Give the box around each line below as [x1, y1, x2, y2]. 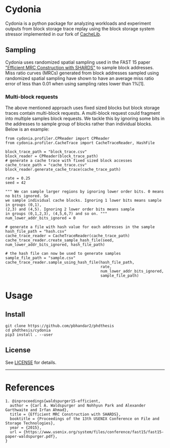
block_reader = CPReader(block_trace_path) [5, 154, 99, 159]
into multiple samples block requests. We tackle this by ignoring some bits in [5, 115, 165, 122]
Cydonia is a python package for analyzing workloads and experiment [5, 20, 151, 26]
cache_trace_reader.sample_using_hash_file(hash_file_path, [5, 260, 135, 265]
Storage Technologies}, [5, 421, 56, 426]
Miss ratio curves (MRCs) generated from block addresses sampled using [5, 70, 159, 76]
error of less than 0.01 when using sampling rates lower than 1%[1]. [5, 80, 145, 86]
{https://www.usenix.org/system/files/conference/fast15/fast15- [23, 429, 164, 434]
